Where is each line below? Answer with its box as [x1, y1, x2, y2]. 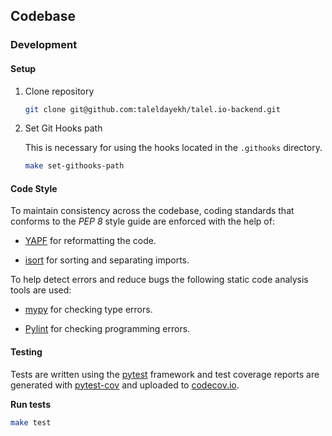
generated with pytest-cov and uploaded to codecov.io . [10, 379, 240, 391]
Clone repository [24, 85, 95, 97]
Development [10, 38, 78, 52]
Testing [10, 346, 43, 358]
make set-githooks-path [24, 161, 125, 171]
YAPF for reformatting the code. [24, 235, 157, 247]
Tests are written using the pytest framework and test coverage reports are [10, 368, 320, 380]
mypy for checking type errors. [24, 304, 153, 316]
